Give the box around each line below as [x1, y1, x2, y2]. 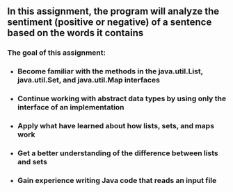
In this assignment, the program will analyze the [7, 6, 220, 17]
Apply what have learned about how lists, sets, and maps [17, 121, 214, 131]
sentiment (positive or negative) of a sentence [7, 17, 212, 28]
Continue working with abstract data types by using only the [17, 94, 227, 103]
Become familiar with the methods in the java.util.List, [17, 67, 203, 76]
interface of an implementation [17, 103, 124, 112]
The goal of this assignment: [7, 48, 106, 58]
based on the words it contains [7, 27, 144, 39]
